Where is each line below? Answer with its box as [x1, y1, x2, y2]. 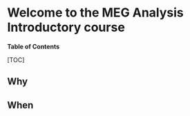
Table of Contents [7, 42, 60, 50]
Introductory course [7, 19, 126, 35]
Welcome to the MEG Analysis [7, 5, 184, 21]
